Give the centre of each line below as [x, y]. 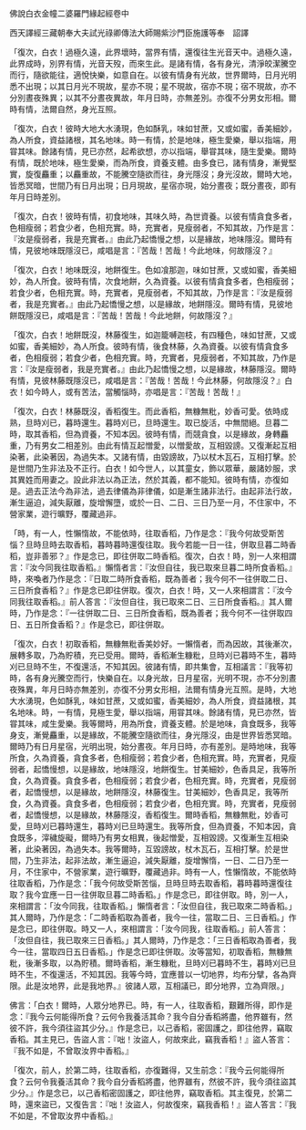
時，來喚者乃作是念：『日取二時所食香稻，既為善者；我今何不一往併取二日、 [151, 579]
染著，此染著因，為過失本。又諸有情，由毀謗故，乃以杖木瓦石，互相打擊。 [149, 457]
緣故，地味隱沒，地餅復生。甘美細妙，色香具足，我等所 [193, 769]
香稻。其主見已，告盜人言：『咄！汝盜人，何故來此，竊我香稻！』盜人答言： [151, 1039]
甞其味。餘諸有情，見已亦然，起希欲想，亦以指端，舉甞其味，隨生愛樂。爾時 [153, 151]
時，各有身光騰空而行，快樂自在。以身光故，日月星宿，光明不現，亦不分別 [149, 678]
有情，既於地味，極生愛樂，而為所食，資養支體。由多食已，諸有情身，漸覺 [149, 163]
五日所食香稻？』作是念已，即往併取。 [97, 624]
